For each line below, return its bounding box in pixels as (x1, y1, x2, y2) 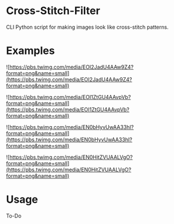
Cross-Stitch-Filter (6, 4, 101, 18)
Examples (6, 44, 55, 57)
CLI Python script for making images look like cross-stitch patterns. (6, 23, 169, 30)
